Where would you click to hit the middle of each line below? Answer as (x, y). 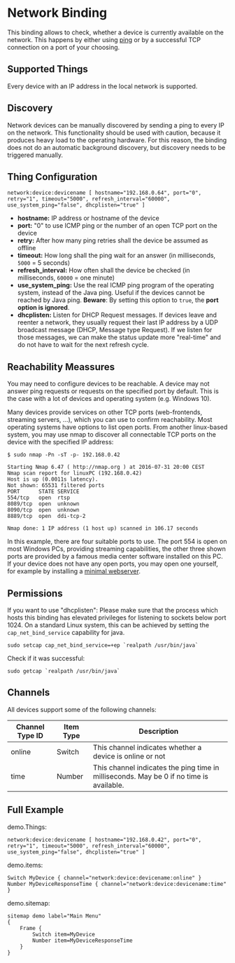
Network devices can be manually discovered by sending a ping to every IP (116, 125)
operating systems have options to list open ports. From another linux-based (117, 427)
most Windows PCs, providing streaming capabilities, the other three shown (116, 549)
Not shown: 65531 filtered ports (56, 486)
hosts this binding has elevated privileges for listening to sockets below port (117, 617)
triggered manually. (35, 155)
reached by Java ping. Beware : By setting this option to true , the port (118, 300)
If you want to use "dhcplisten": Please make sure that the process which (113, 610)
